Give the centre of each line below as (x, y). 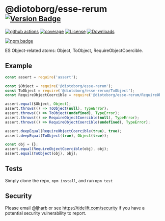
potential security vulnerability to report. (46, 213)
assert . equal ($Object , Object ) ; (38, 104)
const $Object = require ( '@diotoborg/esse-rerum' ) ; (59, 86)
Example (19, 66)
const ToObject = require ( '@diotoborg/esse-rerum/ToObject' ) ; (70, 91)
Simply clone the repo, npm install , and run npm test (59, 180)
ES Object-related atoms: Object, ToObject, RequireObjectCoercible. (74, 50)
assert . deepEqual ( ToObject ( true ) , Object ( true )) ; (57, 136)
